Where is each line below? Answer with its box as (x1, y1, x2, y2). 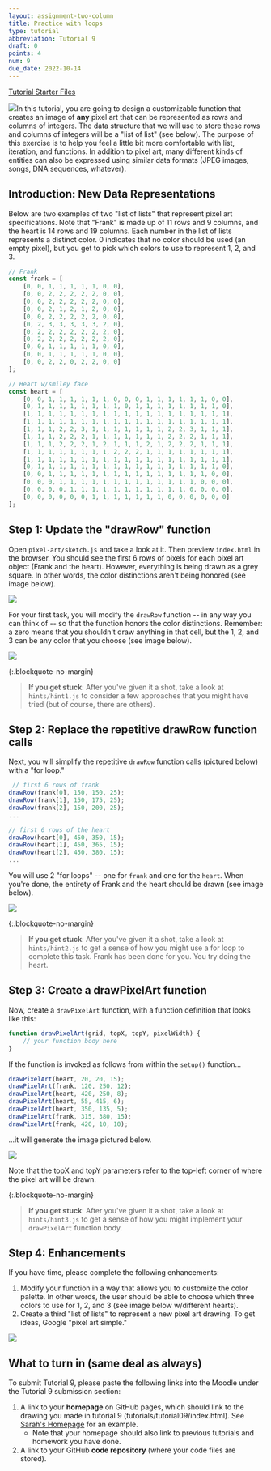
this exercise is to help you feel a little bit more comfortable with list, (8, 138, 235, 147)
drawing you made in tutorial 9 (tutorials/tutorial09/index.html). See (19, 1411, 245, 1421)
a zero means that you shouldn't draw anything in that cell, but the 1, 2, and (8, 627, 259, 637)
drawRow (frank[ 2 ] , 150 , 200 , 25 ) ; (8, 804, 125, 812)
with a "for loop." (8, 765, 65, 775)
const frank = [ (8, 275, 63, 284)
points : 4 (8, 49, 42, 58)
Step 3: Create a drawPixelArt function (8, 983, 208, 997)
